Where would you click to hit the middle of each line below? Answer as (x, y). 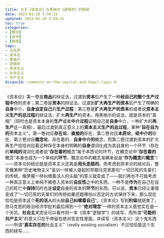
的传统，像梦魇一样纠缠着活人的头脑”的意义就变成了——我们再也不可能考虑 (81, 176)
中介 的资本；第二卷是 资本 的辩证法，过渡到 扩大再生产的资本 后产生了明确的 (84, 102)
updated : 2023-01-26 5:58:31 (35, 19)
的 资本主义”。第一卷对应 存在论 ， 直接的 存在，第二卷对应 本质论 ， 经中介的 (79, 133)
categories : (17, 28)
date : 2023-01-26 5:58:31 (31, 14)
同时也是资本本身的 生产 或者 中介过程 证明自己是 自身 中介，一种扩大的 (84, 121)
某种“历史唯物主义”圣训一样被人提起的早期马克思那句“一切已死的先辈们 (85, 170)
